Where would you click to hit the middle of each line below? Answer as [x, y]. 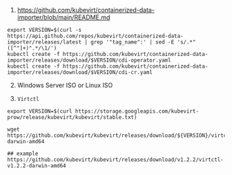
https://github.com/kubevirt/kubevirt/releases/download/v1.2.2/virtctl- [116, 160]
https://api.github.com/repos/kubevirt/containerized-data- [96, 36]
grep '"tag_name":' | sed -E [133, 42]
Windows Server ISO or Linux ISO [65, 85]
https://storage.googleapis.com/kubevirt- [137, 111]
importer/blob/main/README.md [64, 17]
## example [23, 154]
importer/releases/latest [44, 42]
